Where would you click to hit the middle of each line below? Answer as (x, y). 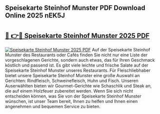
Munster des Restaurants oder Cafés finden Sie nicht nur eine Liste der (76, 55)
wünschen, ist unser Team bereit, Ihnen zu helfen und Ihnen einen (71, 101)
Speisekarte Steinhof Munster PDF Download (75, 8)
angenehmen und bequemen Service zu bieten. (53, 106)
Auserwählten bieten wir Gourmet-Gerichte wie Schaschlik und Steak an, (79, 86)
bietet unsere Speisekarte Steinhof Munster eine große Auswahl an (72, 75)
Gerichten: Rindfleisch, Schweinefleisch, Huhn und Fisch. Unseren (72, 81)
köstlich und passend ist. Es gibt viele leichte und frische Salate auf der (77, 65)
